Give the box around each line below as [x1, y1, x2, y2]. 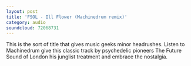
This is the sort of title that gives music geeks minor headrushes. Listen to [6, 41, 185, 48]
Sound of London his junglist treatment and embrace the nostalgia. [6, 53, 168, 60]
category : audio [6, 19, 46, 25]
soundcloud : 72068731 [6, 25, 59, 31]
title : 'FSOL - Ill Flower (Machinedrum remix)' [6, 14, 128, 20]
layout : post [6, 8, 38, 15]
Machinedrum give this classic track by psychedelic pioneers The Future [6, 47, 182, 54]
